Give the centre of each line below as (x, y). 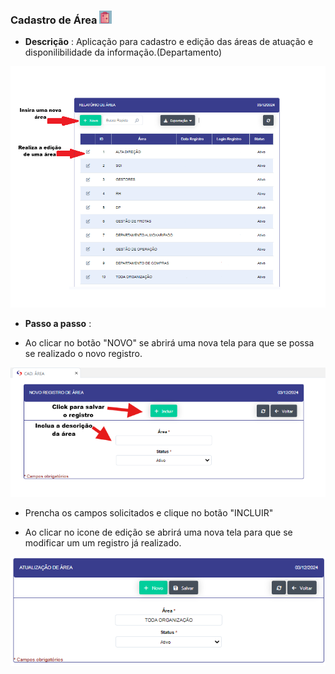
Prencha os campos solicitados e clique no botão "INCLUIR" (149, 512)
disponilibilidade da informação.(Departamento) (123, 52)
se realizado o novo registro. (83, 354)
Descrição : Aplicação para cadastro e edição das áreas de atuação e (169, 42)
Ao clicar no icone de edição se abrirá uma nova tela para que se (158, 532)
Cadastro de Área (54, 20)
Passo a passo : (58, 324)
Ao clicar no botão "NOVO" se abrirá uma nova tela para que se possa (169, 343)
